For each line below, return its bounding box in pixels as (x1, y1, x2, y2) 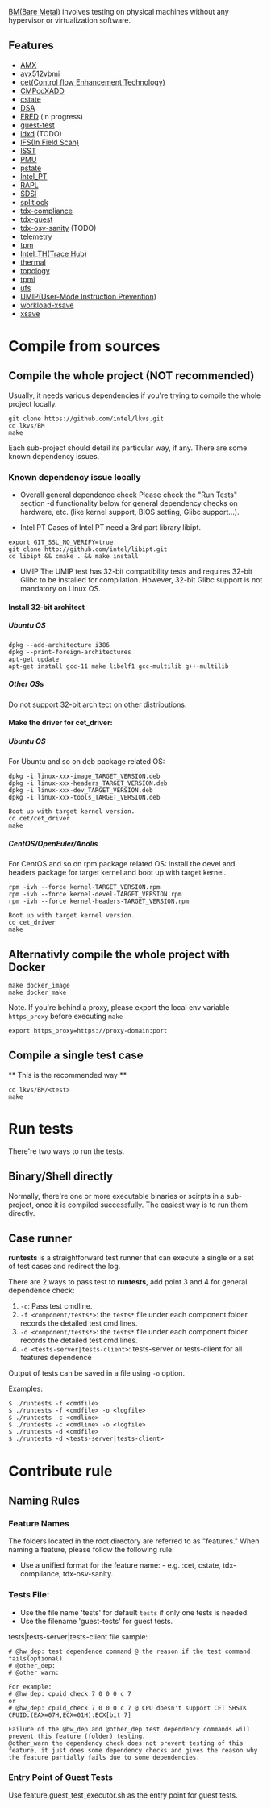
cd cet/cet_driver (8, 815, 70, 823)
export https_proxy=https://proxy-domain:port (8, 1026, 168, 1035)
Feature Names (8, 1518, 70, 1529)
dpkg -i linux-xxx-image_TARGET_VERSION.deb (8, 772, 161, 781)
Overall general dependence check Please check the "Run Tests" (19, 490, 238, 499)
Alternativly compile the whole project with (8, 947, 230, 961)
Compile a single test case (8, 1049, 144, 1063)
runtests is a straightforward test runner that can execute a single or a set (8, 1253, 254, 1263)
